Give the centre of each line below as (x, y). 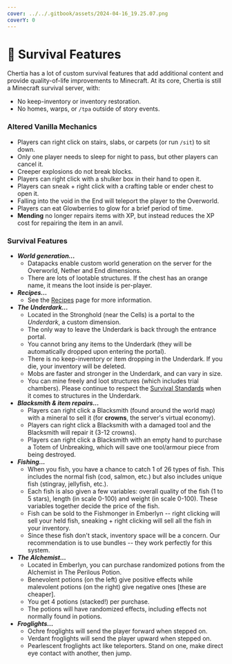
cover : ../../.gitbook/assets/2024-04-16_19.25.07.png (88, 14)
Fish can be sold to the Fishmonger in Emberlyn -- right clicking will (124, 514)
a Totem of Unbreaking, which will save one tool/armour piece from (123, 447)
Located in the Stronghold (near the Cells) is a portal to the (111, 315)
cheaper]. (41, 594)
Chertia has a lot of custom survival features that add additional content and (115, 73)
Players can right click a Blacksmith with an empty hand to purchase (125, 440)
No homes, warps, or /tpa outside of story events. (88, 109)
